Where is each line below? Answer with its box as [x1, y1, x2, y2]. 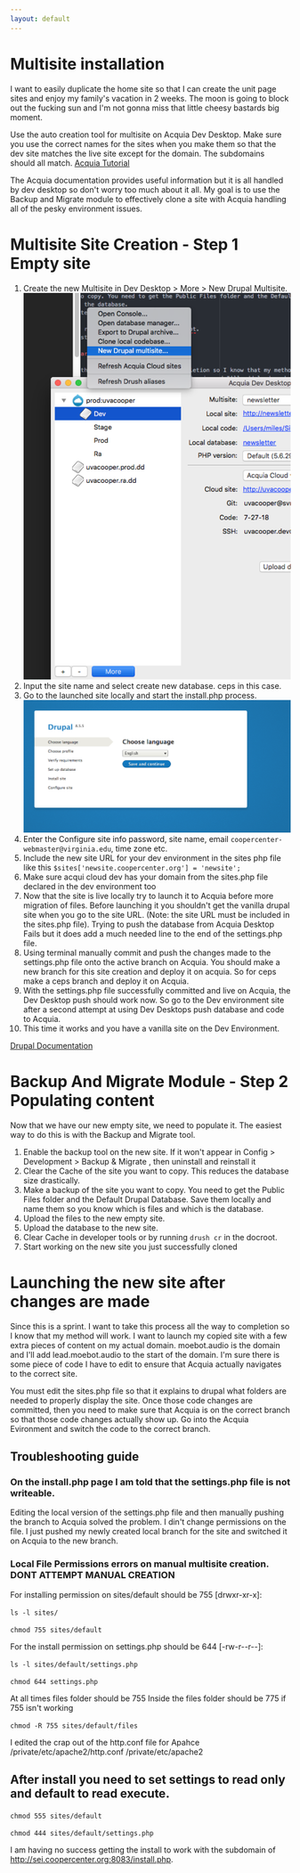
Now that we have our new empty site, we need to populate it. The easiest [10, 1119, 282, 1131]
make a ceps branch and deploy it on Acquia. [22, 976, 190, 986]
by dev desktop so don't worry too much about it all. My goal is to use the [10, 184, 280, 195]
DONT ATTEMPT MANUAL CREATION [10, 1569, 175, 1582]
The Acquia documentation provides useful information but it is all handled [10, 175, 284, 185]
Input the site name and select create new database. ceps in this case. [22, 680, 282, 691]
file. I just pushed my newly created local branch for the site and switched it [10, 1526, 288, 1537]
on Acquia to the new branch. [10, 1535, 118, 1546]
